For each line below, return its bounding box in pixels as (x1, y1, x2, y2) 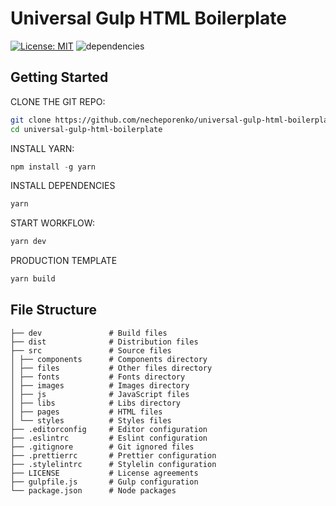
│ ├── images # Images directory (10, 380, 190, 391)
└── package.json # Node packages (10, 485, 177, 496)
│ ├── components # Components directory (10, 354, 208, 364)
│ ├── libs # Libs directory (10, 398, 182, 408)
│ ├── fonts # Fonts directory (10, 372, 186, 382)
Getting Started (10, 69, 109, 86)
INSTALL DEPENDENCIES (10, 180, 116, 192)
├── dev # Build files (10, 328, 168, 338)
